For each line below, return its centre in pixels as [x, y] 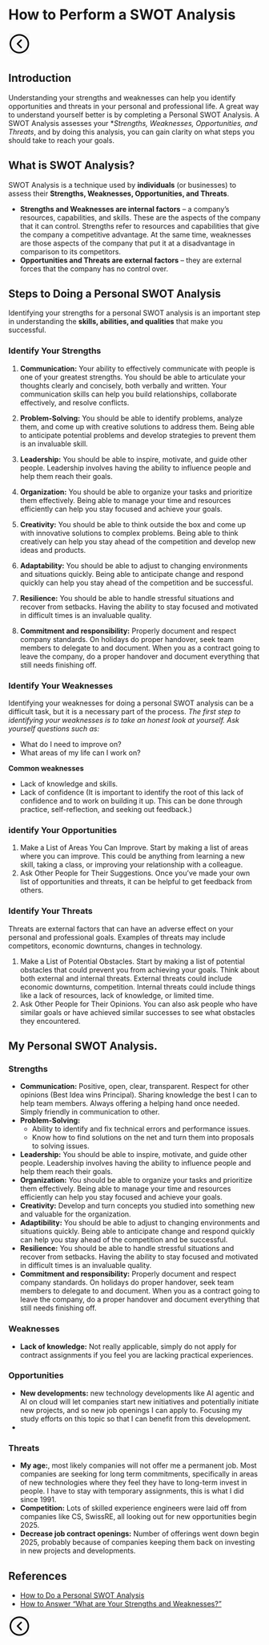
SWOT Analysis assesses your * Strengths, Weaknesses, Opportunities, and [133, 123]
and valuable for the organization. [75, 1214]
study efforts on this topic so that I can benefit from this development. [135, 1419]
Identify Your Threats [51, 911]
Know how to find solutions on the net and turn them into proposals [143, 1138]
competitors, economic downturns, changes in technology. [105, 945]
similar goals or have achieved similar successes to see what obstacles [137, 1012]
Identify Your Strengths [55, 351]
